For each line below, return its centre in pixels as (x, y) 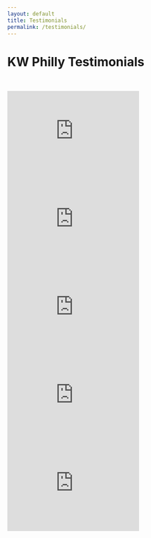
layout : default (31, 14)
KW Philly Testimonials (76, 62)
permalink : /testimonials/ (47, 27)
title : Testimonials (38, 20)
